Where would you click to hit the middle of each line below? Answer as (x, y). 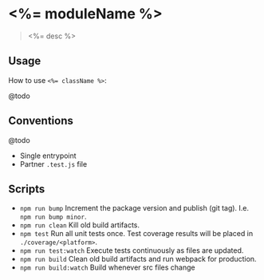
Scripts (27, 189)
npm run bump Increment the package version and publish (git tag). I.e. (134, 208)
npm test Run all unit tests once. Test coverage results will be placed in (136, 234)
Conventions (41, 121)
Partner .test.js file (53, 164)
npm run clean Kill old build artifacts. (79, 225)
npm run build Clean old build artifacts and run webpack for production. (138, 259)
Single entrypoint (48, 156)
